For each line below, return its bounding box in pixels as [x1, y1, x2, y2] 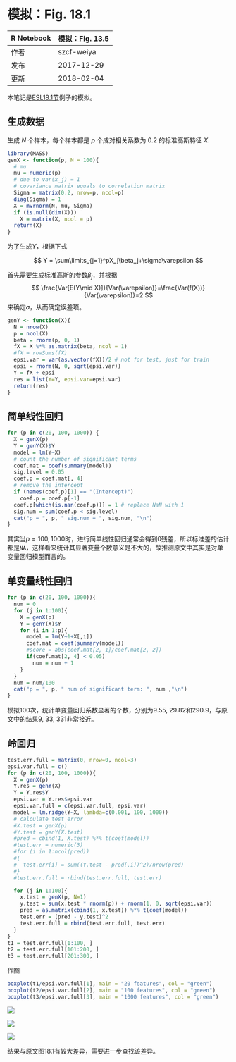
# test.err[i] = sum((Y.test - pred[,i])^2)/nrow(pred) [13, 861, 185, 868]
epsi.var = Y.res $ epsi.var [13, 796, 93, 803]
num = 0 [13, 600, 37, 608]
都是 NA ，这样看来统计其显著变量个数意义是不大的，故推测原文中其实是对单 [7, 543, 224, 552]
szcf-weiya [58, 47, 97, 56]
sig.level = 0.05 [13, 469, 65, 476]
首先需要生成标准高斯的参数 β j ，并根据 [7, 271, 118, 280]
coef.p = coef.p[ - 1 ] [20, 495, 80, 502]
